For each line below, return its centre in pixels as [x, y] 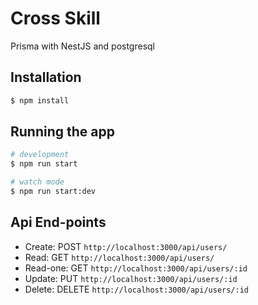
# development [40, 155]
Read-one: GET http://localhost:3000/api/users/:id [136, 268]
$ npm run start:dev [53, 192]
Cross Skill [55, 18]
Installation [46, 77]
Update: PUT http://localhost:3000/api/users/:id [131, 278]
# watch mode [37, 182]
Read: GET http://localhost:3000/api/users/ [119, 257]
